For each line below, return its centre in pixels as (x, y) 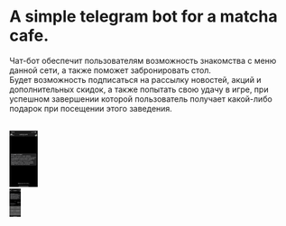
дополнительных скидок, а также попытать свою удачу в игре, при (139, 89)
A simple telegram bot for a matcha (143, 17)
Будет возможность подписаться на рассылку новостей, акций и (135, 79)
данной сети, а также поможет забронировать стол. (111, 70)
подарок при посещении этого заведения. (91, 108)
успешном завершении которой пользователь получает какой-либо (141, 99)
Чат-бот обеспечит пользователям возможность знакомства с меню (143, 60)
